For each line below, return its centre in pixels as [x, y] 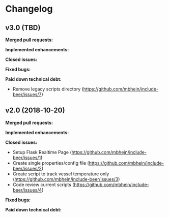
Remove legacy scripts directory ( [48, 89]
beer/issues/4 [27, 190]
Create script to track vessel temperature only [61, 174]
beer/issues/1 [27, 158]
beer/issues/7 [27, 94]
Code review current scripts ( [43, 184]
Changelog [29, 9]
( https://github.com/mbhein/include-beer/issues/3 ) [66, 179]
